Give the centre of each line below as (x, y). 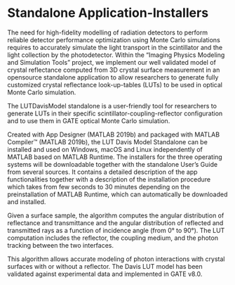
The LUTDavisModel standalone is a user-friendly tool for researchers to (112, 106)
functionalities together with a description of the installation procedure (109, 179)
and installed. (27, 201)
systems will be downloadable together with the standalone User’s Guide (113, 164)
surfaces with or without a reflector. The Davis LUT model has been (105, 266)
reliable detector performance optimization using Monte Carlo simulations (114, 39)
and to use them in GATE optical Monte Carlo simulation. (89, 120)
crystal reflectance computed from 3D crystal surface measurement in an (114, 70)
